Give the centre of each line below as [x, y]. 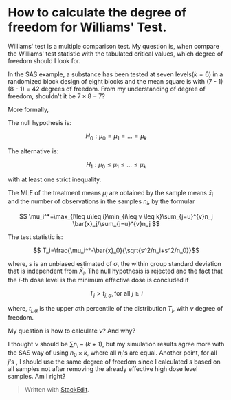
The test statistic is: [35, 237]
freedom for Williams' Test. [87, 27]
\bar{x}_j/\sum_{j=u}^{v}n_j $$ [116, 224]
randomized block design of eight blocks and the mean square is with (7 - [112, 81]
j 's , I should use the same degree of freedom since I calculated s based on [114, 362]
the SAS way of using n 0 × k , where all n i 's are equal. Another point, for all [112, 354]
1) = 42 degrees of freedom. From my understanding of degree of [113, 89]
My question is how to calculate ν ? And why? [72, 331]
